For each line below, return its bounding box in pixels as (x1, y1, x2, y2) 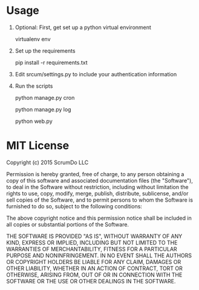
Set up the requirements (15, 47, 76, 54)
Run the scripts (15, 82, 53, 90)
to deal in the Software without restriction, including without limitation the (6, 183, 189, 191)
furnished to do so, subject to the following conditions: (6, 202, 142, 209)
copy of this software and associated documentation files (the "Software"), (6, 177, 194, 184)
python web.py (15, 117, 53, 125)
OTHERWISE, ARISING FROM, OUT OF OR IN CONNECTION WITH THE (6, 271, 183, 278)
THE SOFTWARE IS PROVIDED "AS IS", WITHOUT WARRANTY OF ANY (6, 232, 183, 240)
